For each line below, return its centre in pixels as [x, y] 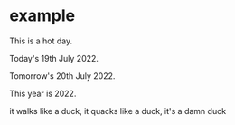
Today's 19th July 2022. [54, 58]
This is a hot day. [41, 41]
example [42, 16]
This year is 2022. [43, 93]
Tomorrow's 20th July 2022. [62, 76]
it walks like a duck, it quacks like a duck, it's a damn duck [118, 111]
